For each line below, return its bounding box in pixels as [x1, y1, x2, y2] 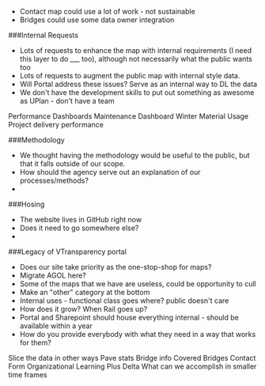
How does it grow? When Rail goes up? [19, 305, 148, 313]
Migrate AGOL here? [19, 271, 87, 280]
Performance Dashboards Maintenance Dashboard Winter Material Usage [8, 112, 249, 121]
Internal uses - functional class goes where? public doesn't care [19, 296, 229, 305]
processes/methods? [19, 176, 89, 185]
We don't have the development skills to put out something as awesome [19, 88, 255, 97]
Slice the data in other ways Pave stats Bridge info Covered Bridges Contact [8, 354, 256, 362]
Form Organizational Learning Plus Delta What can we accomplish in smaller [8, 361, 257, 371]
